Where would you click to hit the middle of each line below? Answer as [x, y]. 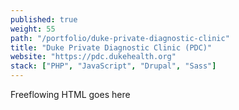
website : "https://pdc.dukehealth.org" [93, 57]
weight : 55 [33, 29]
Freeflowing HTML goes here [70, 94]
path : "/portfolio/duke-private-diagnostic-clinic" [120, 38]
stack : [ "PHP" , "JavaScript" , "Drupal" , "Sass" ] [113, 66]
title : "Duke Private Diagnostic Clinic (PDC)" [111, 47]
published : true [44, 19]
